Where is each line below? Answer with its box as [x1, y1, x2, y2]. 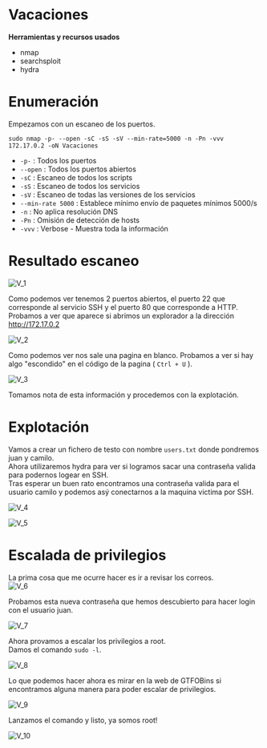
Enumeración [8, 93, 99, 111]
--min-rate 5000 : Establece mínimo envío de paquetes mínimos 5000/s [19, 198, 258, 207]
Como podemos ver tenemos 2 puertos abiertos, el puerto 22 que [8, 294, 226, 304]
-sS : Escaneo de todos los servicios [19, 181, 140, 191]
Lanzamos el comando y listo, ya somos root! [8, 715, 158, 725]
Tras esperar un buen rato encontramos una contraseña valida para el [8, 478, 240, 488]
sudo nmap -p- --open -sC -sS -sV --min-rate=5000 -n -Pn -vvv [8, 135, 225, 143]
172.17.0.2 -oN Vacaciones [8, 142, 99, 150]
